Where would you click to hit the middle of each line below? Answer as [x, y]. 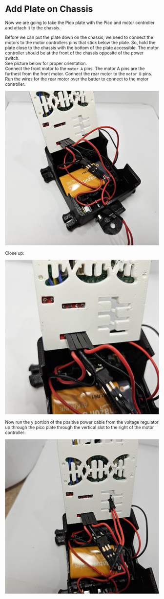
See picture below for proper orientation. [46, 63]
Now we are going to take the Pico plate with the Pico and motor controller [80, 23]
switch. [12, 58]
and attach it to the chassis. [33, 27]
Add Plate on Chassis [49, 9]
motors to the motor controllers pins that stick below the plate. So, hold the [80, 42]
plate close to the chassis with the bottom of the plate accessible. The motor [82, 48]
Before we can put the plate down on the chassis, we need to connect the [79, 37]
